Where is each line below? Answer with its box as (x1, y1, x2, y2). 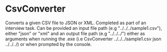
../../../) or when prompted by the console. (5, 41, 92, 47)
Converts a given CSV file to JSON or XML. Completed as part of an (5, 20, 146, 26)
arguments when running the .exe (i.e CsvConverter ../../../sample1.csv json (5, 36, 161, 42)
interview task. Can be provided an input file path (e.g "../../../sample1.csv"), (5, 25, 162, 31)
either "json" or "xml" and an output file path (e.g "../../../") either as (5, 30, 145, 36)
